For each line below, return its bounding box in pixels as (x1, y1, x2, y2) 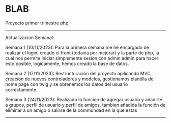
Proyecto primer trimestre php (5, 20, 69, 26)
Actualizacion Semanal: (5, 34, 54, 41)
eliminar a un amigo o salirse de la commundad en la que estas (5, 107, 137, 113)
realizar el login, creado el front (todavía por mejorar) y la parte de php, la (5, 49, 159, 56)
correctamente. (5, 86, 38, 93)
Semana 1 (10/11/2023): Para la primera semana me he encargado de (5, 44, 149, 50)
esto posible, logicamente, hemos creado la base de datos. (5, 60, 129, 67)
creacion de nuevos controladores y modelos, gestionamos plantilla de (5, 76, 154, 82)
